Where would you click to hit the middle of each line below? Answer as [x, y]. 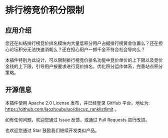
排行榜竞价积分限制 [45, 10]
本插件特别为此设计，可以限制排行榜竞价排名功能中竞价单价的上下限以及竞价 [84, 60]
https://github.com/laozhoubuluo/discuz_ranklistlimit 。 [62, 109]
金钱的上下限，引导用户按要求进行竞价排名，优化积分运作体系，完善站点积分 [84, 66]
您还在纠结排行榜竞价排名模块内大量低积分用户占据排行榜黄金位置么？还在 [82, 43]
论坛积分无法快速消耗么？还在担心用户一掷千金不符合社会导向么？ [77, 49]
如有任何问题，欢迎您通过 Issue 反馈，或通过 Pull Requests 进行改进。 [77, 119]
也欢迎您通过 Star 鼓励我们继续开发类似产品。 [52, 130]
